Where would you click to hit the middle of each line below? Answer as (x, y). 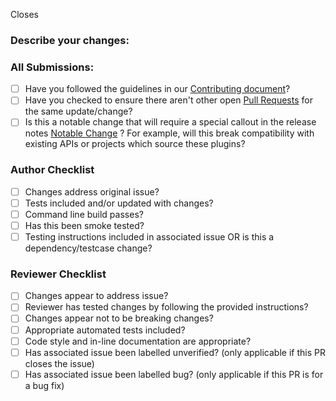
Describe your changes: (70, 40)
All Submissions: (52, 67)
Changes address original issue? (92, 191)
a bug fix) (44, 385)
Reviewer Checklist (58, 274)
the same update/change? (78, 111)
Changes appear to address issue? (96, 296)
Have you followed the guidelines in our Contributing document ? (157, 89)
